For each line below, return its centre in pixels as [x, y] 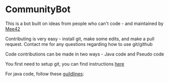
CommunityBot [38, 9]
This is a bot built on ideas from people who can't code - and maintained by [84, 23]
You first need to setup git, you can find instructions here [65, 64]
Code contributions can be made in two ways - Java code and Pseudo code [85, 54]
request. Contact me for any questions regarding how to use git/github [79, 44]
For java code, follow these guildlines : [45, 74]
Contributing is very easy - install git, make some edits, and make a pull [80, 39]
